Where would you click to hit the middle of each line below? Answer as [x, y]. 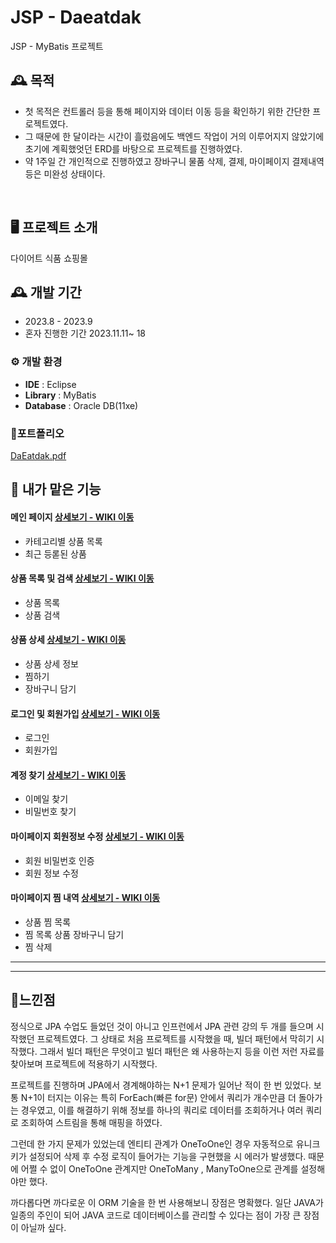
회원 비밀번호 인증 [59, 860]
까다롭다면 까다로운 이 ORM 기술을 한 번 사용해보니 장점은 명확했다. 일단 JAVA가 [167, 1202]
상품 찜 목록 [48, 922]
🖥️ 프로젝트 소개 [54, 227]
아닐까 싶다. [43, 1227]
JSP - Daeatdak [76, 17]
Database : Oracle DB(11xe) [81, 405]
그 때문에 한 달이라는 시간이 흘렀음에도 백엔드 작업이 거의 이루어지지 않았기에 [174, 136]
